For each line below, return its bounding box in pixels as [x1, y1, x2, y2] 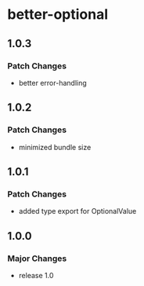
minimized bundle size [18, 142, 92, 152]
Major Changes [7, 253, 67, 264]
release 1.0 [18, 270, 54, 280]
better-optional [7, 5, 109, 24]
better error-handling [18, 78, 87, 87]
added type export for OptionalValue [18, 207, 137, 216]
